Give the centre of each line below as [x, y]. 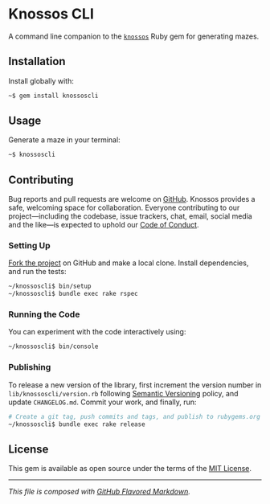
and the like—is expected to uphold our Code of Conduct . [104, 225]
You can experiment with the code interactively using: [97, 332]
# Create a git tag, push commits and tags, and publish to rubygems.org [135, 416]
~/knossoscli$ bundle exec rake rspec [73, 294]
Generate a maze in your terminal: [64, 140]
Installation [37, 61]
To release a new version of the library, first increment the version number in [135, 385]
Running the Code [44, 314]
